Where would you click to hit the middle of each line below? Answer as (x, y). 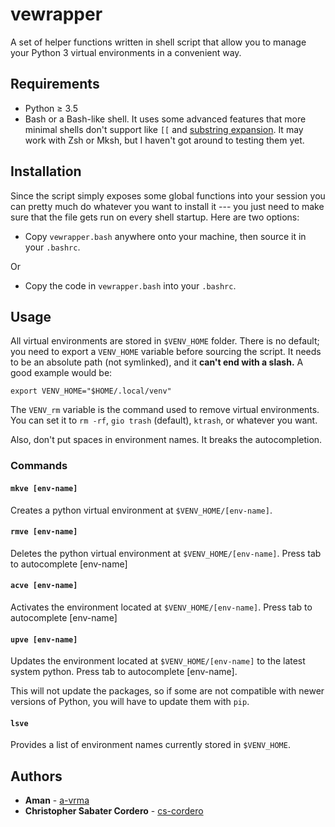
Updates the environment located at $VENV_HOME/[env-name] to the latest (158, 661)
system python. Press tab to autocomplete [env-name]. (124, 672)
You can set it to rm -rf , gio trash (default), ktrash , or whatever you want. (164, 420)
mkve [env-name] (44, 488)
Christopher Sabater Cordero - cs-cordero (114, 811)
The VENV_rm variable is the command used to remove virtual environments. (165, 410)
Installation (46, 171)
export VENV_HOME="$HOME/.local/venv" (91, 391)
